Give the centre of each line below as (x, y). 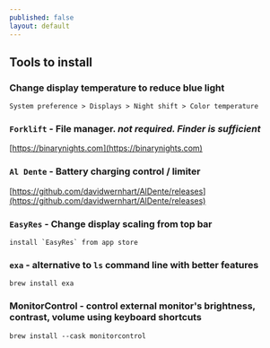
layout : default (39, 26)
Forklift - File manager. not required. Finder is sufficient (135, 129)
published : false (42, 17)
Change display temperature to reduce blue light (117, 88)
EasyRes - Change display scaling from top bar (111, 223)
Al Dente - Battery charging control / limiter (105, 171)
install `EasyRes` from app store (74, 243)
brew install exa (42, 283)
